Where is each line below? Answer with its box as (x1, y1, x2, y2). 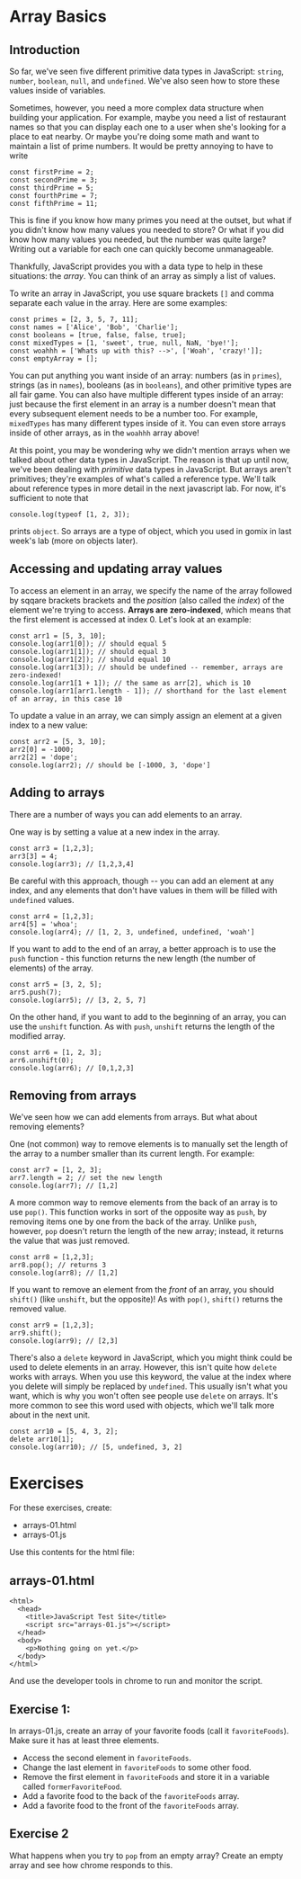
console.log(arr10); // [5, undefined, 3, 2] (9, 1443, 182, 1452)
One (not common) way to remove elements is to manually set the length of (9, 1139, 288, 1150)
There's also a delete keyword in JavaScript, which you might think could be (9, 1352, 293, 1364)
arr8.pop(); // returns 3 (9, 1261, 106, 1270)
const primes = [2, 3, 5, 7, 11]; (9, 315, 139, 324)
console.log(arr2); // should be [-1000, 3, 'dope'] (9, 760, 211, 770)
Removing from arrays (9, 1088, 137, 1104)
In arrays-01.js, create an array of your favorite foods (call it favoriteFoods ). (9, 1725, 289, 1736)
